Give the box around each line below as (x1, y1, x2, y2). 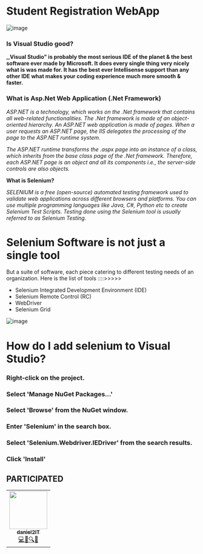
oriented (6, 121, 27, 128)
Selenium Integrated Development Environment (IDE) (15, 286, 147, 294)
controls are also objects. (6, 165, 70, 172)
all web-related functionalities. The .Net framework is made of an (6, 114, 170, 122)
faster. (6, 79, 24, 86)
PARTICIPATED (6, 473, 64, 484)
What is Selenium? (6, 177, 55, 184)
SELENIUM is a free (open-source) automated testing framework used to (6, 188, 189, 195)
